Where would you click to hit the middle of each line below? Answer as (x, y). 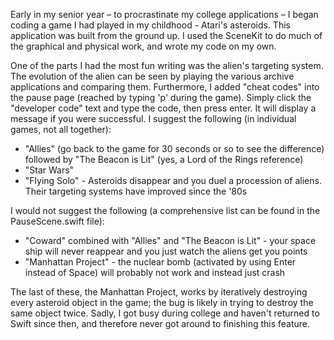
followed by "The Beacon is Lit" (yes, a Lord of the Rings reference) (164, 159)
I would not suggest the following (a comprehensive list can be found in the (165, 210)
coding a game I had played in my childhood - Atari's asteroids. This (150, 25)
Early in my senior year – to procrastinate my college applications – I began (164, 14)
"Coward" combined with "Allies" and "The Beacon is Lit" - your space (170, 240)
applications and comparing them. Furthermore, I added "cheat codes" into (165, 87)
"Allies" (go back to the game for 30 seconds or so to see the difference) (174, 148)
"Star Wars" (49, 170)
